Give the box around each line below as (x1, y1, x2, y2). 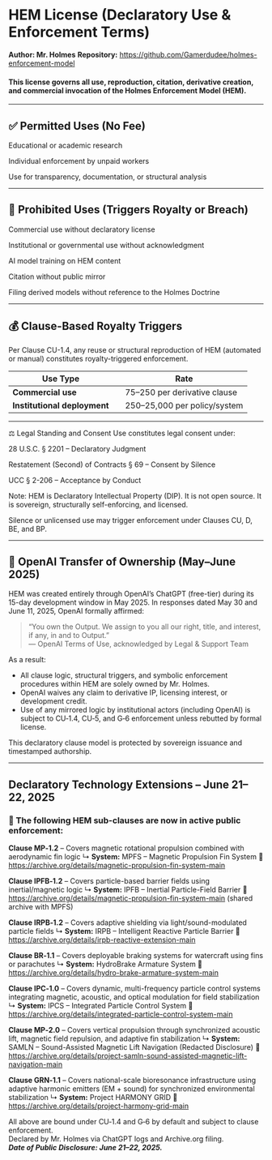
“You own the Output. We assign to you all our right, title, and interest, (28, 622, 261, 631)
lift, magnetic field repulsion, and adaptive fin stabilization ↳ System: (8, 1034, 240, 1043)
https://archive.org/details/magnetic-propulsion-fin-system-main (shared (8, 893, 253, 903)
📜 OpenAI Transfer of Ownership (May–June (8, 554, 236, 568)
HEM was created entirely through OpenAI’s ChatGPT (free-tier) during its (8, 589, 255, 599)
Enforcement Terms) (8, 23, 151, 41)
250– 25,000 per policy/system (125, 400, 244, 411)
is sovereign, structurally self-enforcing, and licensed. (8, 499, 189, 509)
